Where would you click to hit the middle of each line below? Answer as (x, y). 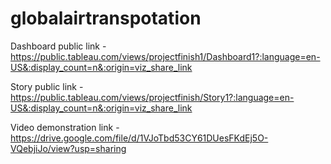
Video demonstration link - (65, 127)
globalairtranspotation (106, 18)
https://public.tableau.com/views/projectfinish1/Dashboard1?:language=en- (165, 56)
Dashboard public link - (58, 46)
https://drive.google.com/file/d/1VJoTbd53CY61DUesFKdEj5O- (139, 138)
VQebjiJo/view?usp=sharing (68, 148)
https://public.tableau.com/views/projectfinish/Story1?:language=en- (152, 97)
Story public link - (47, 86)
